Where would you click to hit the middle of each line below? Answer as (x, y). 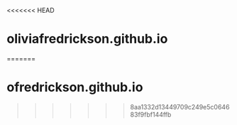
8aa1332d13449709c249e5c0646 (180, 107)
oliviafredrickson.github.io (87, 39)
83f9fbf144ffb (151, 114)
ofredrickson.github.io (75, 87)
